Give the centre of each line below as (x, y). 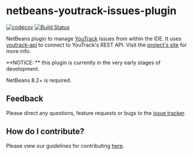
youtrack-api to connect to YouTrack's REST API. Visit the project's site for (97, 45)
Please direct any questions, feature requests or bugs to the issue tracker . (96, 113)
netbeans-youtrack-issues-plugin (91, 11)
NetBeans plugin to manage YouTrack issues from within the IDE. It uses (94, 38)
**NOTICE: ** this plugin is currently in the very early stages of (84, 62)
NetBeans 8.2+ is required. (39, 80)
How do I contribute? (45, 132)
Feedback (25, 99)
